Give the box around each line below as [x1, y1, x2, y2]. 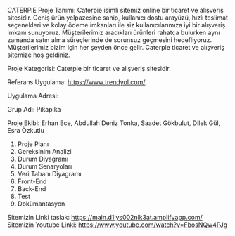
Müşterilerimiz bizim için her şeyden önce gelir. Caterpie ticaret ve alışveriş [7, 44, 225, 51]
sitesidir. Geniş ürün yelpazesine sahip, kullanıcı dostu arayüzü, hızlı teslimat [7, 13, 229, 22]
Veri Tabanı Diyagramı [17, 170, 82, 178]
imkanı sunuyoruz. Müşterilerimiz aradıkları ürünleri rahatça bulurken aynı [7, 28, 220, 37]
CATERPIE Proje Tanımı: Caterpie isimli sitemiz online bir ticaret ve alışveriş [7, 6, 224, 14]
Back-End [17, 185, 46, 192]
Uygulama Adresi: [7, 91, 59, 100]
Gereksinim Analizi [17, 147, 72, 155]
